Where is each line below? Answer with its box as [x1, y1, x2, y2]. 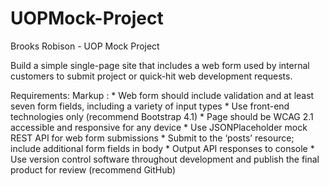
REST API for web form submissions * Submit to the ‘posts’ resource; [10, 132, 295, 144]
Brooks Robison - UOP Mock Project [10, 40, 160, 52]
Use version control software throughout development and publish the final [10, 153, 320, 165]
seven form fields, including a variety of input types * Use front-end [10, 100, 290, 112]
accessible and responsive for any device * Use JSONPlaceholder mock [10, 121, 308, 133]
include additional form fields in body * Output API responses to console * [10, 142, 315, 154]
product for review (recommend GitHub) [10, 163, 177, 176]
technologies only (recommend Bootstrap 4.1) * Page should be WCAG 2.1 [10, 110, 314, 122]
